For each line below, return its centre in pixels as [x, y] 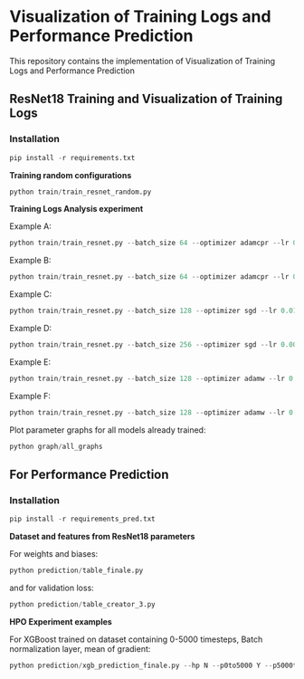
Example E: [30, 362]
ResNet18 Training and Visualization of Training [146, 99]
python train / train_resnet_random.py [81, 192]
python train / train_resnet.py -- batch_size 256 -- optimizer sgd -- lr [143, 345]
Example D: [31, 328]
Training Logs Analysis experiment [76, 209]
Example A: [30, 226]
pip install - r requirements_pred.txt [82, 519]
